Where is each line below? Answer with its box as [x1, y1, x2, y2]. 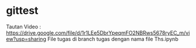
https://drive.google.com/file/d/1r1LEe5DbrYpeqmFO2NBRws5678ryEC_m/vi [6, 29, 190, 36]
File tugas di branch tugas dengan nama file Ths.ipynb [47, 35, 178, 42]
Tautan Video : [6, 23, 42, 30]
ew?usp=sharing [6, 35, 47, 42]
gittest [6, 4, 39, 17]
